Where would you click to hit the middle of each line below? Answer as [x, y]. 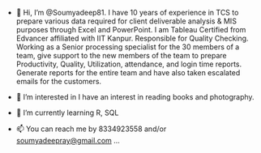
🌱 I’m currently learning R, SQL [67, 113]
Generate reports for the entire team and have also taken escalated [128, 72]
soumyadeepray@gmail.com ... [68, 140]
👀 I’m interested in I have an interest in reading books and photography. [135, 97]
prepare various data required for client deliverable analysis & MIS [126, 21]
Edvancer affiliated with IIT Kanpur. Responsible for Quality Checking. [132, 38]
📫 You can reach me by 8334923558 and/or [91, 129]
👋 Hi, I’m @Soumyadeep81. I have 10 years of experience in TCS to [127, 13]
